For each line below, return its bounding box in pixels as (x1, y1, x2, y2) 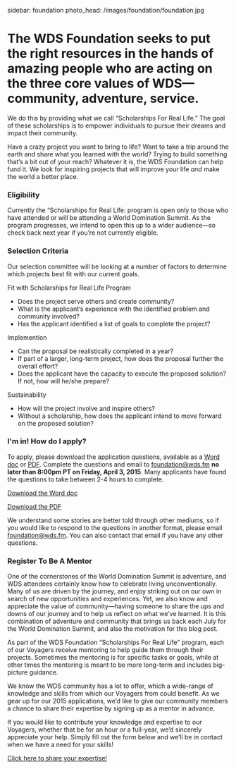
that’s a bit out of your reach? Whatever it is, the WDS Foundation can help (7, 157, 224, 166)
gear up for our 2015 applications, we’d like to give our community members (7, 697, 228, 706)
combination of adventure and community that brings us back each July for (7, 617, 227, 626)
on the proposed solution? (17, 419, 94, 427)
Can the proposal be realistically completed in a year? (17, 347, 174, 355)
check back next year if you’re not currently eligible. (7, 228, 159, 237)
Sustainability (7, 390, 47, 399)
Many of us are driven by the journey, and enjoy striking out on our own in (7, 587, 222, 596)
